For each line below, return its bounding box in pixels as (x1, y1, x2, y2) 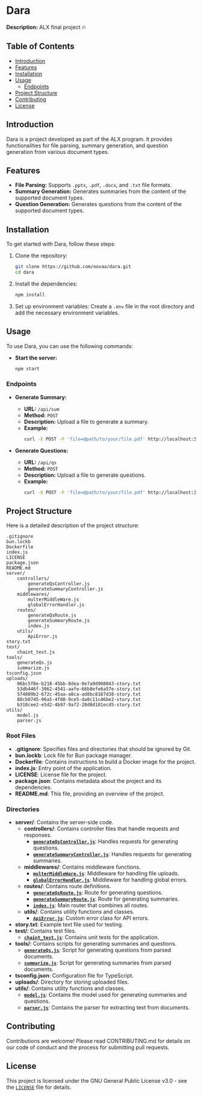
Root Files (6, 732, 36, 740)
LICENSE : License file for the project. (14, 771, 107, 778)
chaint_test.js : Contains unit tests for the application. (23, 933, 159, 941)
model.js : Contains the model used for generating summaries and (23, 991, 187, 998)
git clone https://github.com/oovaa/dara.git (14, 264, 131, 270)
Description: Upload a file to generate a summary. (23, 418, 149, 425)
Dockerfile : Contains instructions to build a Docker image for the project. (14, 758, 196, 765)
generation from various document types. (6, 148, 109, 155)
